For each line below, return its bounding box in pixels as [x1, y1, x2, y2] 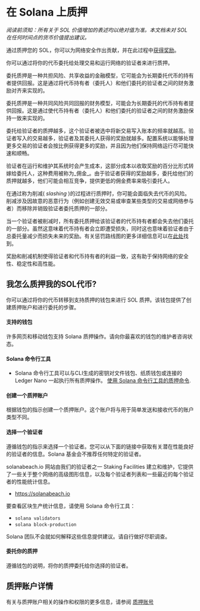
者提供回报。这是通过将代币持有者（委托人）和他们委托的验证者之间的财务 [6, 79, 189, 87]
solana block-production [14, 521, 77, 527]
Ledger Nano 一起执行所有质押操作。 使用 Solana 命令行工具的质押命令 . [14, 377, 192, 384]
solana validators [14, 515, 61, 521]
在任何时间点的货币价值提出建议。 [6, 33, 90, 41]
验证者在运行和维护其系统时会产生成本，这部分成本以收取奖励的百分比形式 [6, 162, 189, 169]
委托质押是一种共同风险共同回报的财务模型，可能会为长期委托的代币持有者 [6, 99, 189, 106]
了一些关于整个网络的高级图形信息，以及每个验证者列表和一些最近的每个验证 [6, 470, 194, 478]
